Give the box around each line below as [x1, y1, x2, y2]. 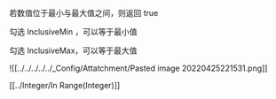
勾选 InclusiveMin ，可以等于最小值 [9, 27, 138, 37]
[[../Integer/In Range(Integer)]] [9, 80, 121, 90]
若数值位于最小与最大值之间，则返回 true [9, 8, 159, 18]
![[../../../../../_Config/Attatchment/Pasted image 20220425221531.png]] [9, 63, 268, 73]
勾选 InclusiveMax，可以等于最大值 [9, 45, 138, 56]
